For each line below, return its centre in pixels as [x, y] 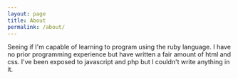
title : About [27, 20]
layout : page [27, 14]
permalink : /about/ [36, 27]
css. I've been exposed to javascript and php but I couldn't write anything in [119, 62]
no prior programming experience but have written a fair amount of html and [119, 54]
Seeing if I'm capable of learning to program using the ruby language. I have [119, 47]
